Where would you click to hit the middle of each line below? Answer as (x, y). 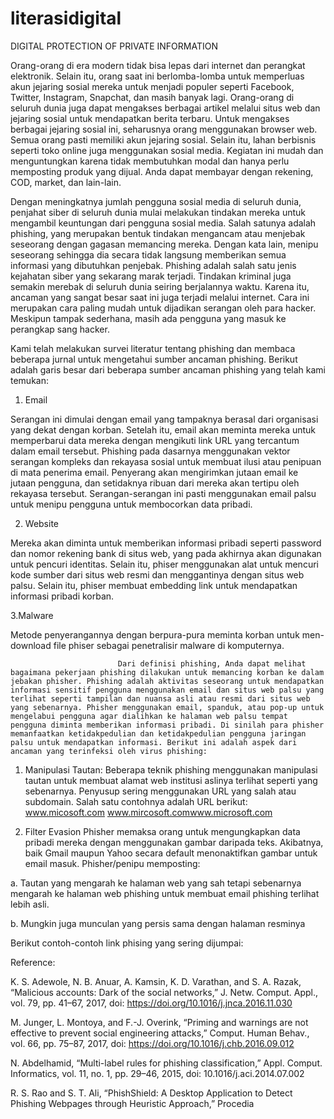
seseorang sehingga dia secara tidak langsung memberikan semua (148, 254)
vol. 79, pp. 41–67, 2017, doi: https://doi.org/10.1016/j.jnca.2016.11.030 (151, 1003)
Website (42, 523)
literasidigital (66, 18)
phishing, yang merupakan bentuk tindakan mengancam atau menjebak (158, 233)
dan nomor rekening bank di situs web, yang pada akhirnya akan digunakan (166, 553)
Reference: (33, 962)
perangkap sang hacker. (60, 329)
